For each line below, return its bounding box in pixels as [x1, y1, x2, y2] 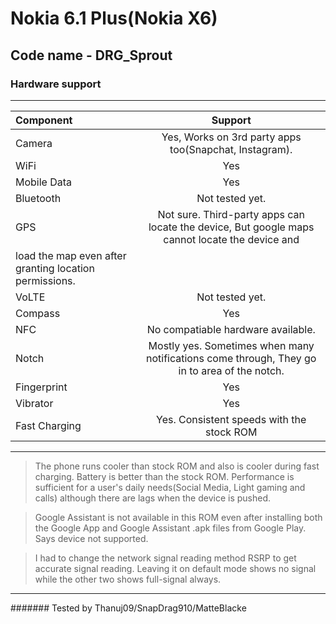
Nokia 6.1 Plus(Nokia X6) [10, 7, 218, 30]
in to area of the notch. [178, 363, 285, 377]
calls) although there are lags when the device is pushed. [34, 492, 272, 504]
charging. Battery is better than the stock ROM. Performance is [34, 470, 295, 482]
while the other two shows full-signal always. [34, 573, 222, 585]
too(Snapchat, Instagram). [169, 142, 293, 156]
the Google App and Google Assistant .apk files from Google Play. [34, 522, 307, 534]
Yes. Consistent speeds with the [156, 412, 307, 426]
